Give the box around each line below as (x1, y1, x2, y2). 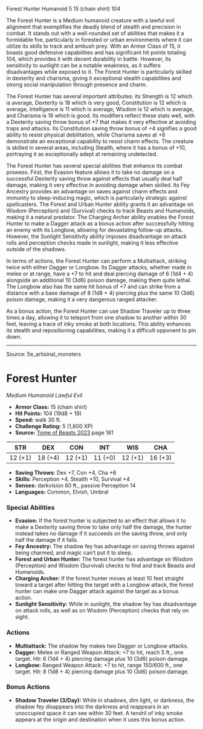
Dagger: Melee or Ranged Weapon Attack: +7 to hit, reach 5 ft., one (14, 649, 184, 656)
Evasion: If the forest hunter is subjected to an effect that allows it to (14, 517, 186, 524)
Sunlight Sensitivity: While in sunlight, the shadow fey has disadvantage (14, 600, 197, 608)
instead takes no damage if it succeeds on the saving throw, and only (14, 530, 188, 537)
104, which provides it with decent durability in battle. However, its (6, 56, 171, 62)
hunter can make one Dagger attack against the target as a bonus (14, 588, 179, 595)
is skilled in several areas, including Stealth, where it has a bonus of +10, (6, 144, 187, 151)
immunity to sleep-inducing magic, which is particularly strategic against (6, 194, 187, 201)
